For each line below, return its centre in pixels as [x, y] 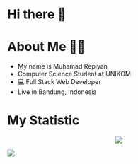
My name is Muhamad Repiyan [63, 66]
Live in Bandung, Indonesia [57, 92]
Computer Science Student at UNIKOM [74, 74]
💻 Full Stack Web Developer [59, 82]
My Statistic [44, 121]
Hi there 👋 [36, 14]
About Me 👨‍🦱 [47, 47]
